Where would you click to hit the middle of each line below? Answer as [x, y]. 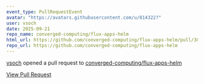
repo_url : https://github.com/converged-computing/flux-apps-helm [92, 46]
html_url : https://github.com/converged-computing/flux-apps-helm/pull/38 [103, 40]
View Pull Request [29, 74]
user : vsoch [21, 23]
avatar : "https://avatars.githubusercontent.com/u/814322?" [84, 18]
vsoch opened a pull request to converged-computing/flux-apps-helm [94, 63]
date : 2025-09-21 [28, 29]
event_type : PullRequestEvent [45, 12]
